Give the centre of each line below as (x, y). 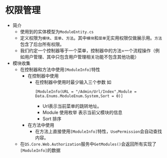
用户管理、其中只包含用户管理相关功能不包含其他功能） (82, 57)
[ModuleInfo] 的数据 (40, 150)
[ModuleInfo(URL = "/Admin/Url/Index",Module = (86, 91)
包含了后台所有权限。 (42, 44)
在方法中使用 (41, 125)
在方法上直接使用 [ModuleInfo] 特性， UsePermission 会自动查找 (99, 131)
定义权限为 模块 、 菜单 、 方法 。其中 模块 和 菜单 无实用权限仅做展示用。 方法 (91, 38)
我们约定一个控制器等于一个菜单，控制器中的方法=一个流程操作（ (88, 50)
